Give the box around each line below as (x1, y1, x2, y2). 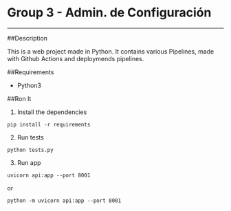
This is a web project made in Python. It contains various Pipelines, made (7, 47, 214, 56)
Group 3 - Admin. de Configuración (7, 5, 212, 21)
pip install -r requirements (7, 121, 91, 128)
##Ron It (7, 94, 32, 102)
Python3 (16, 81, 41, 89)
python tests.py (7, 146, 54, 153)
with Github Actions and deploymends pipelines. (7, 54, 144, 63)
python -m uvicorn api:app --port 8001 (7, 197, 122, 204)
